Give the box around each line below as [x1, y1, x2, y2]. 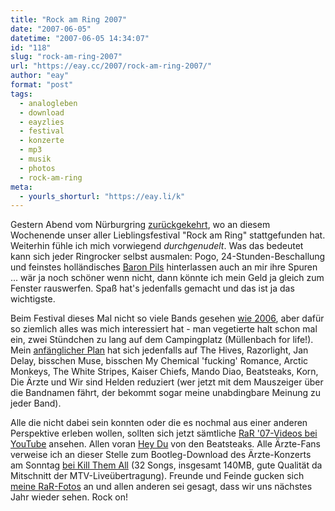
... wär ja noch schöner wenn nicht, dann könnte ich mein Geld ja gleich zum [10, 272, 325, 284]
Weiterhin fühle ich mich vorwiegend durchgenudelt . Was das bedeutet [10, 240, 304, 252]
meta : [10, 182, 33, 192]
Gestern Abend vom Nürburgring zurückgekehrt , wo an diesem [10, 219, 271, 231]
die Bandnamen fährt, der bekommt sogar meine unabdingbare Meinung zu [10, 387, 322, 399]
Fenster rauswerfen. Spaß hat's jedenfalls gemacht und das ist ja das [10, 282, 295, 295]
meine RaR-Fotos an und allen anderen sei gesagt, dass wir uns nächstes [10, 481, 313, 493]
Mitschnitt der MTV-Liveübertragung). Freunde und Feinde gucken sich [10, 470, 305, 482]
